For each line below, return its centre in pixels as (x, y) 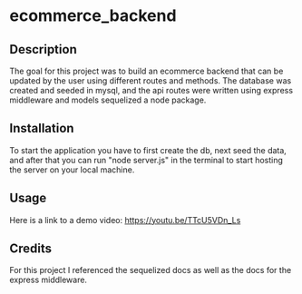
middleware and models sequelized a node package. (108, 100)
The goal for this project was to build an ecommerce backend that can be (146, 71)
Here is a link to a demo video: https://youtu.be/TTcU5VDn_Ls (125, 220)
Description (43, 49)
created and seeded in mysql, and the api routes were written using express (151, 90)
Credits (31, 249)
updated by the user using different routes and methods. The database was (151, 81)
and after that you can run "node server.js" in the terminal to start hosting (146, 160)
